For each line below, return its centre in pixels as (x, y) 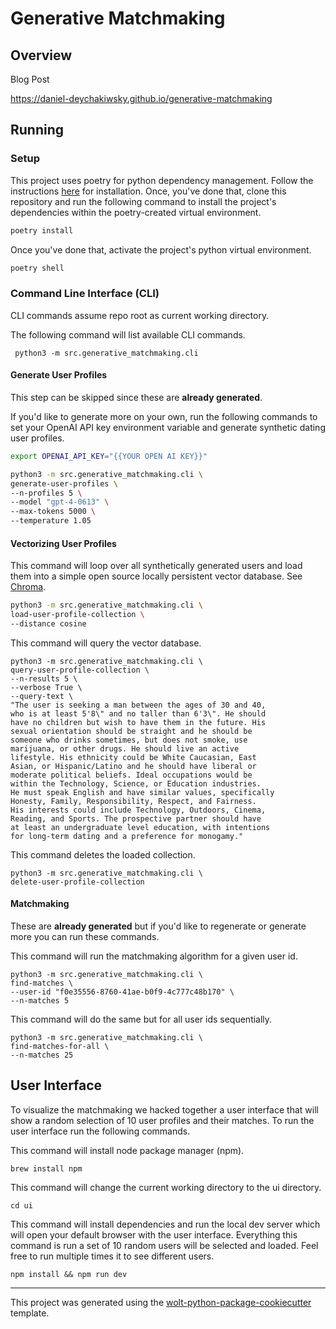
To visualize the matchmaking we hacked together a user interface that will (164, 1109)
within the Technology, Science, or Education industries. (136, 783)
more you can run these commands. (85, 937)
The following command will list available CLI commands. (128, 334)
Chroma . (28, 587)
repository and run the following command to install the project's (143, 201)
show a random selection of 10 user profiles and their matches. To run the (162, 1120)
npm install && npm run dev (69, 1274)
